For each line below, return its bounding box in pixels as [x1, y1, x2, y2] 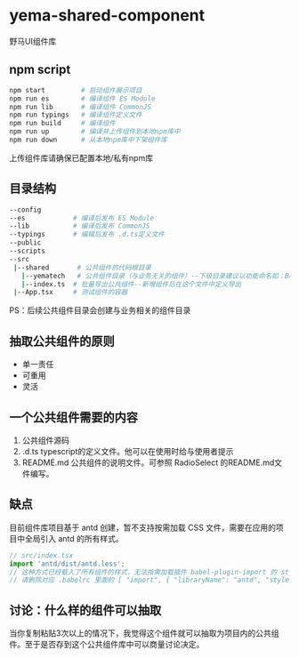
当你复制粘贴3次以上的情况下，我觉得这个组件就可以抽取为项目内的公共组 [9, 628, 279, 638]
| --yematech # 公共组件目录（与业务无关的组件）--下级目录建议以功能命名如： [20, 271, 286, 280]
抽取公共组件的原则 [9, 333, 115, 349]
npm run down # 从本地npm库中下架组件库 [9, 135, 167, 144]
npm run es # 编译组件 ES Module [9, 94, 156, 103]
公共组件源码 [21, 435, 69, 445]
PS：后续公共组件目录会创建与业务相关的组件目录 [9, 305, 191, 316]
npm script [9, 62, 71, 77]
